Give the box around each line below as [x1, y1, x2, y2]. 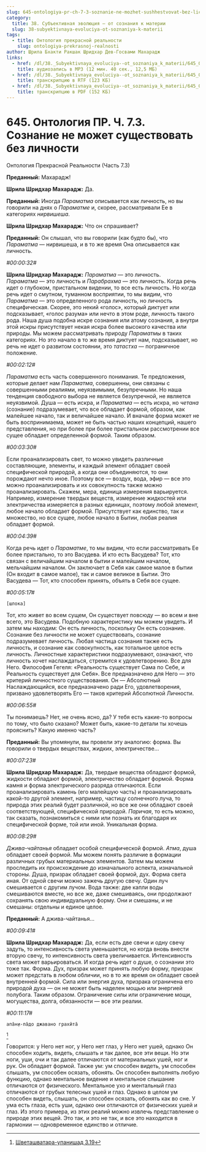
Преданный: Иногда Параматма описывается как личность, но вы [6, 197, 183, 204]
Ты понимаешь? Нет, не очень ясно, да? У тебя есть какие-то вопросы [6, 713, 193, 721]
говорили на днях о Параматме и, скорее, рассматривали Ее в [6, 204, 173, 211]
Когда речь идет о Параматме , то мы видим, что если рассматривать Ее [6, 544, 199, 551]
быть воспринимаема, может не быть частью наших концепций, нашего [6, 418, 197, 426]
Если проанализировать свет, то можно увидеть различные [6, 455, 164, 463]
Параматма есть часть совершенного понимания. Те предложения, [6, 372, 186, 380]
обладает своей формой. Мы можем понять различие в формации [6, 851, 181, 858]
